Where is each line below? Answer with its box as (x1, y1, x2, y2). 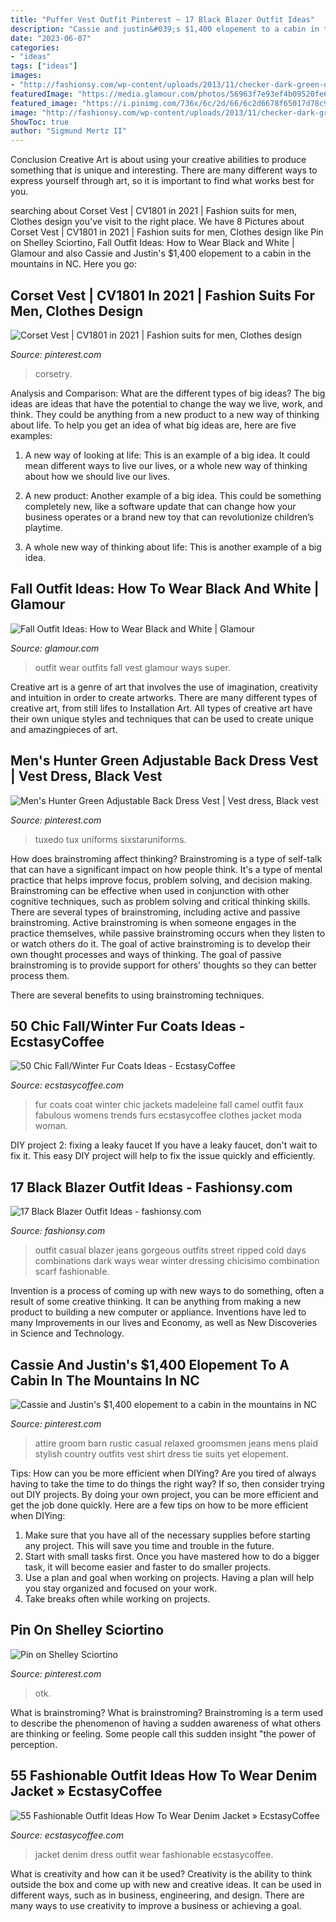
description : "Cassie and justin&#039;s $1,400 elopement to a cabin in (10, 24, 320, 34)
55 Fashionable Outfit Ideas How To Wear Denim (10, 1767, 318, 1785)
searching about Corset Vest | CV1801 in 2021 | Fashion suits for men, (10, 205, 298, 217)
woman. (34, 1120, 68, 1132)
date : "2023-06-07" (10, 33, 92, 43)
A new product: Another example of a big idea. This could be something (24, 489, 322, 501)
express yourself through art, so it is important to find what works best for (10, 175, 315, 187)
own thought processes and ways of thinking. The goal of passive (10, 948, 282, 960)
